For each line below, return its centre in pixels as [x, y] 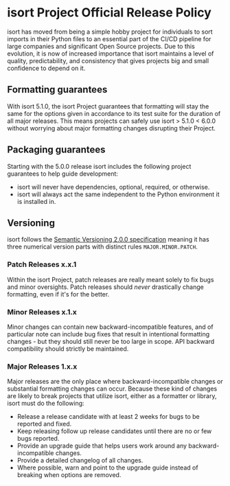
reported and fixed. [44, 424]
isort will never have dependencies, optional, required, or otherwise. [113, 187]
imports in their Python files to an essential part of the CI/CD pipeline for [109, 38]
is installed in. [36, 201]
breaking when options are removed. [69, 475]
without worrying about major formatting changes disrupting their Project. [112, 128]
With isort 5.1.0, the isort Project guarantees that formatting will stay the [108, 106]
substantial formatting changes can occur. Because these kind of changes [112, 389]
